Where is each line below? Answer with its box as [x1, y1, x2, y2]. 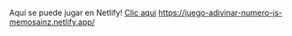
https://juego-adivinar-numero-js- [158, 8, 282, 18]
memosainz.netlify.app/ [9, 17, 96, 27]
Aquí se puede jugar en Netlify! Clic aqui [9, 8, 157, 18]
